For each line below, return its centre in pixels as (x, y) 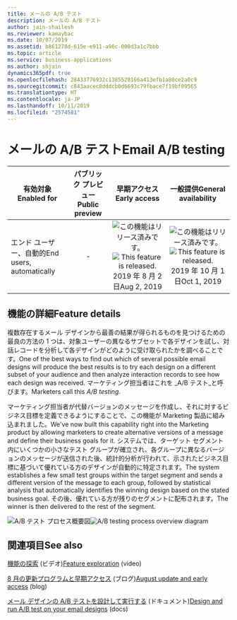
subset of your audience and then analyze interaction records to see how (114, 374)
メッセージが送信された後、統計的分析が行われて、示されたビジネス (124, 458)
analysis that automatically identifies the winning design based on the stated (118, 490)
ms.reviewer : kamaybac (41, 34)
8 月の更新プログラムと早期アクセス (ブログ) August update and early (108, 579)
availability (198, 198)
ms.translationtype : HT (42, 93)
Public (88, 204)
